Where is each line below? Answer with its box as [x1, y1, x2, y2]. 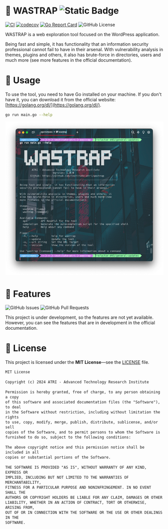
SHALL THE [5, 490, 26, 495]
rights [5, 415, 19, 420]
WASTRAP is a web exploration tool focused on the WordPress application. [5, 31, 160, 37]
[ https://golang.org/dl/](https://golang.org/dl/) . [5, 102, 101, 108]
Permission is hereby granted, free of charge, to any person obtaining [5, 389, 160, 395]
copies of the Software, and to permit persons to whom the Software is [5, 430, 160, 435]
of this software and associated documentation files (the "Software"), [5, 400, 160, 405]
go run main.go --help [5, 112, 53, 117]
